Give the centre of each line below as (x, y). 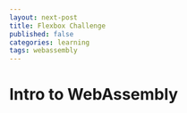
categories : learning (50, 42)
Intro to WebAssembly (94, 95)
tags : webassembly (43, 51)
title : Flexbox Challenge (57, 26)
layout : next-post (43, 17)
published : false (42, 34)
